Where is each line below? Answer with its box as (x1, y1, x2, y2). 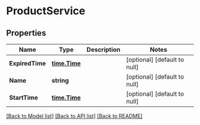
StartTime (9, 93, 38, 102)
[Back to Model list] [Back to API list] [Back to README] (6, 112, 143, 120)
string (51, 76, 70, 85)
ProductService (6, 4, 86, 18)
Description (86, 46, 121, 54)
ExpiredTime (9, 60, 46, 67)
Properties (6, 28, 46, 38)
